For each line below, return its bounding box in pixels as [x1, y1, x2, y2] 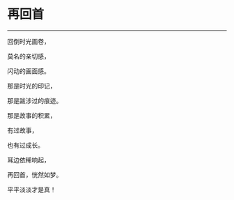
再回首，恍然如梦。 [7, 170, 63, 178]
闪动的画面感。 [7, 67, 50, 75]
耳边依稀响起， [7, 155, 50, 164]
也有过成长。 [7, 141, 44, 149]
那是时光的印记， [7, 82, 56, 90]
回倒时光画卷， [7, 37, 50, 45]
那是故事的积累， [7, 111, 56, 119]
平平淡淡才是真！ [7, 185, 56, 194]
